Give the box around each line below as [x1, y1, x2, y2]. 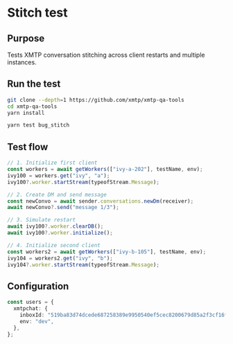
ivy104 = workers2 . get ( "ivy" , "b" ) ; [7, 255, 113, 262]
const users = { [7, 299, 54, 306]
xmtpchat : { [13, 305, 49, 312]
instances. [7, 58, 37, 66]
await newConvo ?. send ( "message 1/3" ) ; [7, 204, 119, 211]
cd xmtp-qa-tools [7, 102, 58, 110]
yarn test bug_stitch [7, 122, 70, 129]
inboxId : [19, 311, 45, 318]
